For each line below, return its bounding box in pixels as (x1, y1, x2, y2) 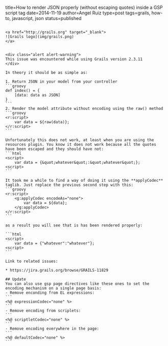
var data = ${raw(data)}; (14, 120, 70, 125)
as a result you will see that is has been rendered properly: (5, 223, 143, 228)
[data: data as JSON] (14, 92, 60, 98)
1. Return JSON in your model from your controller (5, 79, 117, 84)
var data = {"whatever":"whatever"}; (14, 241, 95, 246)
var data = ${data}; (23, 200, 67, 205)
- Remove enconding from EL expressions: (5, 290, 95, 295)
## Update (5, 277, 27, 282)
